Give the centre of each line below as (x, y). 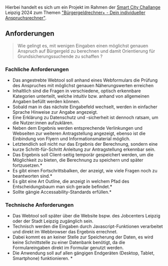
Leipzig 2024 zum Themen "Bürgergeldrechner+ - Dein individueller (75, 13)
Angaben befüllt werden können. (46, 102)
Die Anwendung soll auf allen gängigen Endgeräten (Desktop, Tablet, (83, 253)
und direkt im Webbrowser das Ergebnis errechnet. (65, 232)
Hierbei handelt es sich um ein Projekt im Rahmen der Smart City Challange (83, 7)
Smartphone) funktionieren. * (42, 258)
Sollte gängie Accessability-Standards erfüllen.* (62, 192)
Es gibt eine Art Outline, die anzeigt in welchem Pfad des (71, 181)
